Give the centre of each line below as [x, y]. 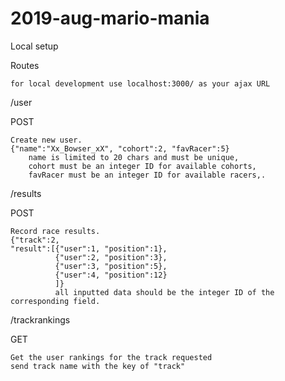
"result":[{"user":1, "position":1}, [89, 248]
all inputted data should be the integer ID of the [164, 292]
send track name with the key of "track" [98, 366]
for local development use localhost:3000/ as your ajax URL [140, 83]
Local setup [34, 46]
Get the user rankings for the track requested [111, 357]
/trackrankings [40, 319]
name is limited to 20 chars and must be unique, [134, 157]
